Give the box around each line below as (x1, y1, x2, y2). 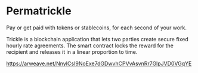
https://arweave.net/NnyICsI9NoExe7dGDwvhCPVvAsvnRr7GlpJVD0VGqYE (6, 60, 192, 67)
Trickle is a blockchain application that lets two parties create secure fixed (6, 35, 189, 42)
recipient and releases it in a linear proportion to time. (6, 48, 138, 55)
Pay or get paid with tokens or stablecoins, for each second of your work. (6, 24, 187, 31)
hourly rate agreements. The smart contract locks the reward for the (6, 42, 174, 49)
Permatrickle (6, 4, 72, 18)
